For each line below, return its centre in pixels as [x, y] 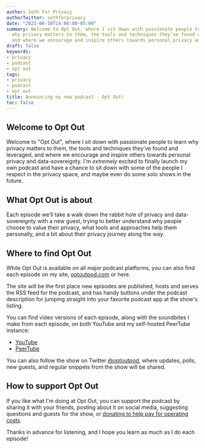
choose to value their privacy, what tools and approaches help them [92, 228]
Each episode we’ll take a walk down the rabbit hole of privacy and [90, 215]
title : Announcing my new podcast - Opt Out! [65, 97]
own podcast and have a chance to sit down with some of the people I [95, 168]
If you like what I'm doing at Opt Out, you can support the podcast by [93, 400]
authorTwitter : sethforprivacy [46, 18]
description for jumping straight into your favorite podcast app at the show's [102, 299]
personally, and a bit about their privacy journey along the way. [85, 234]
